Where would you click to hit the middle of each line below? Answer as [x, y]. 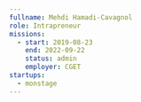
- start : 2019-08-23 [55, 42]
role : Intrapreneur [45, 26]
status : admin [51, 59]
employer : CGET [53, 67]
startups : [27, 75]
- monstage [37, 83]
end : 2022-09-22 [55, 51]
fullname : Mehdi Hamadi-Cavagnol [71, 17]
